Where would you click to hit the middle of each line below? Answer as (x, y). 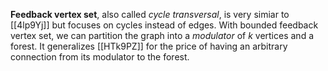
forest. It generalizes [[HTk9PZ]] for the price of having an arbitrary (149, 46)
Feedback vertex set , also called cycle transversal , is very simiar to (150, 14)
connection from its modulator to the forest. (100, 57)
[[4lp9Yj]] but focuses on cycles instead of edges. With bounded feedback (164, 25)
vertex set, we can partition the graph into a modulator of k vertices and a (162, 35)
